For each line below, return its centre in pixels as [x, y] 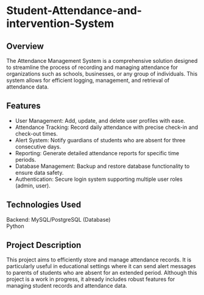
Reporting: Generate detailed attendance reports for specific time [97, 153]
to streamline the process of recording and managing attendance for [92, 67]
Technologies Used [44, 205]
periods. [26, 159]
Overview [25, 46]
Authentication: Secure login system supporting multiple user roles [99, 179]
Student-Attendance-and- [74, 11]
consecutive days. [38, 147]
